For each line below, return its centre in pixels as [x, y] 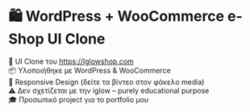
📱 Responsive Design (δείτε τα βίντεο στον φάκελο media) [106, 81]
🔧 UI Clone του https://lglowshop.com [71, 61]
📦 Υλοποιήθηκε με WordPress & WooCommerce [90, 70]
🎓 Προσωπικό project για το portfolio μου [79, 99]
